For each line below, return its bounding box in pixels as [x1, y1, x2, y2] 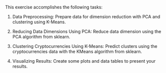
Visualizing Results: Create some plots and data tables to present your [12, 58, 156, 64]
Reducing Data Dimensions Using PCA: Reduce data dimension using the [12, 29, 162, 34]
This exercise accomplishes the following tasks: [5, 4, 103, 10]
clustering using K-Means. [12, 19, 66, 25]
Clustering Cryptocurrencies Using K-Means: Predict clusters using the [12, 43, 158, 49]
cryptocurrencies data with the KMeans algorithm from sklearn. [12, 49, 142, 54]
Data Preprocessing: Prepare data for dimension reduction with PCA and [12, 14, 161, 19]
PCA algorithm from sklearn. [12, 34, 70, 39]
